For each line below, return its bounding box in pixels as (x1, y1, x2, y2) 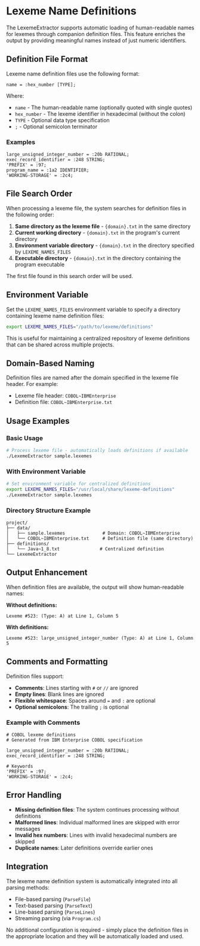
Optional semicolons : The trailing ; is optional (14, 703, 130, 710)
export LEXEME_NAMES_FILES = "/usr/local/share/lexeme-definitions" (6, 486, 175, 492)
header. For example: (6, 381, 59, 388)
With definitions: (6, 623, 49, 631)
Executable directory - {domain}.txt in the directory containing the (14, 254, 181, 261)
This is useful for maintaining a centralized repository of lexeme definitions (6, 335, 190, 342)
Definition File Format (6, 54, 88, 64)
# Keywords (6, 763, 33, 769)
